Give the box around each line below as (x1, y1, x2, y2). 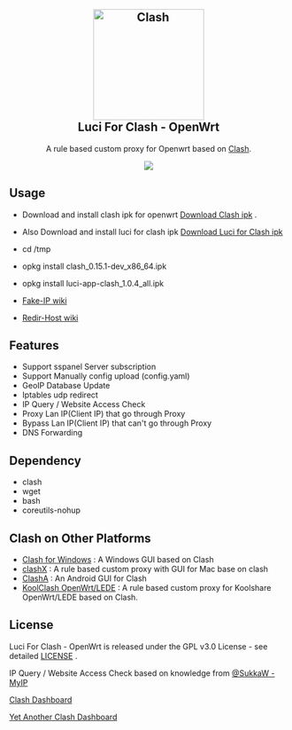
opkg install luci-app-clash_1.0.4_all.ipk (21, 278, 165, 288)
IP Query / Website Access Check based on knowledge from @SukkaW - (9, 667, 275, 679)
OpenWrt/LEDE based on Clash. (21, 592, 139, 603)
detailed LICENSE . (9, 650, 78, 661)
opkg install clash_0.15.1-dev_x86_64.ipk (21, 261, 167, 271)
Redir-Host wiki (21, 312, 79, 323)
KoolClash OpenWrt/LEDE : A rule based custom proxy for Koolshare (21, 583, 272, 593)
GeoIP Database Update (21, 381, 111, 391)
